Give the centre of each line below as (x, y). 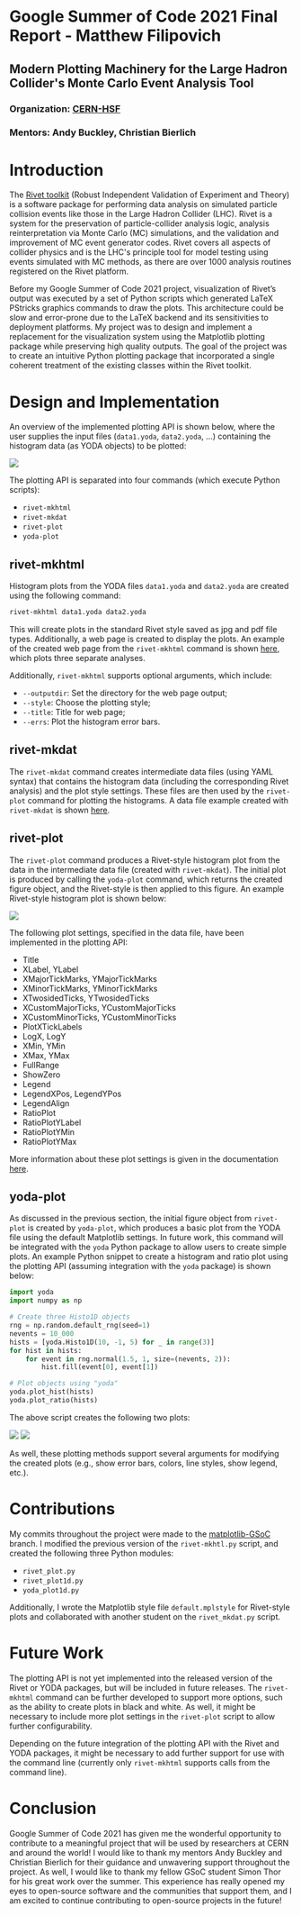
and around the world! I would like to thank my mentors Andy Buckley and (146, 1852)
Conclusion (53, 1808)
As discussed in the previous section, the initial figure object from (131, 1219)
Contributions (62, 1509)
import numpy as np (46, 1301)
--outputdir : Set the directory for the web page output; (124, 693)
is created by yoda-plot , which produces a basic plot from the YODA (154, 1228)
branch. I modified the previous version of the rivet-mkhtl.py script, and (144, 1543)
